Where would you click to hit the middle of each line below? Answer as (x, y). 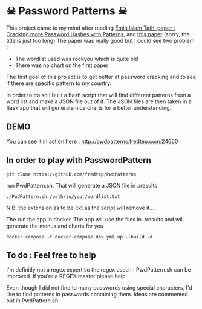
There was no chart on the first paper (62, 65)
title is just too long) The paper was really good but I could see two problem (100, 40)
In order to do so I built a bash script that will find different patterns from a (99, 95)
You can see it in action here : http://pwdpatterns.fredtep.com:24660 (92, 141)
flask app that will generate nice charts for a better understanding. (89, 107)
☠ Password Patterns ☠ (67, 11)
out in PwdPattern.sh (32, 301)
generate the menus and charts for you (55, 226)
